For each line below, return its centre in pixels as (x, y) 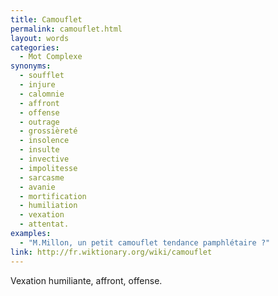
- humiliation (48, 206)
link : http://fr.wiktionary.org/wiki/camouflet (111, 252)
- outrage (39, 122)
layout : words (40, 38)
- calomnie (42, 94)
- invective (44, 159)
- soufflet (42, 76)
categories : (35, 47)
